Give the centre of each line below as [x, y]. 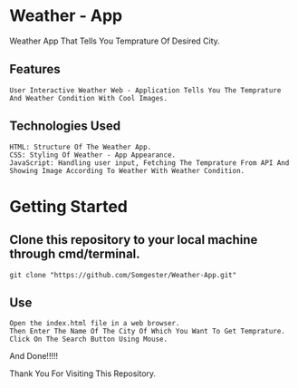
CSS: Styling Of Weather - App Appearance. [93, 155]
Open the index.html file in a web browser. [95, 324]
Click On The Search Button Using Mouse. [89, 339]
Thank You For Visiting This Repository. [83, 373]
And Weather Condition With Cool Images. [89, 98]
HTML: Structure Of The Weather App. [81, 147]
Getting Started [69, 206]
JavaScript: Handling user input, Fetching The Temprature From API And [149, 163]
